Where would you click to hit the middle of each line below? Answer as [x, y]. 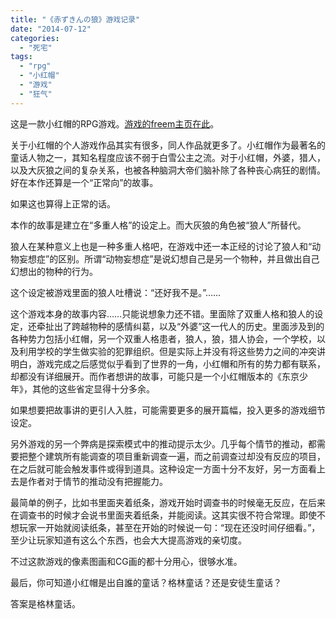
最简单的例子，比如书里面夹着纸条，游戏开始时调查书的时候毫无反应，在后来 [168, 502]
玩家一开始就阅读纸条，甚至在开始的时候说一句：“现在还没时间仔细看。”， [169, 527]
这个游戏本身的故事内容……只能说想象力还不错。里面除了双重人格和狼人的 [162, 313]
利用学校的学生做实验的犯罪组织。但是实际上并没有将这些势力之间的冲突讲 [172, 351]
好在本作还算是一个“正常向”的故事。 [84, 182]
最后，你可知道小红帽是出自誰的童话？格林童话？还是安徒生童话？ [146, 582]
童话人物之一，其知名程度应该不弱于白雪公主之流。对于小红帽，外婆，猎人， [168, 157]
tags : [21, 57]
